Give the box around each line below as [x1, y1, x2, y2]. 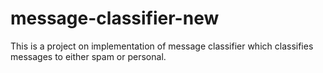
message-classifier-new [10, 7, 220, 30]
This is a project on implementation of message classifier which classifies [10, 40, 314, 52]
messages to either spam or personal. [10, 50, 167, 62]
